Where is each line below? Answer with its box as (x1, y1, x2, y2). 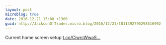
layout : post (5, 7, 32, 12)
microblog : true (5, 12, 39, 17)
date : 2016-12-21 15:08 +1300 (5, 16, 68, 21)
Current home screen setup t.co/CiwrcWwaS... (5, 35, 101, 41)
